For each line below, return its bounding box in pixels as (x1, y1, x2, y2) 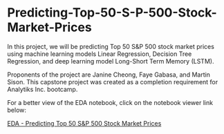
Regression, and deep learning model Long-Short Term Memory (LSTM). (7, 57, 214, 65)
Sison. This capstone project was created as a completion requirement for (7, 77, 218, 86)
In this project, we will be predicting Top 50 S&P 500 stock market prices (7, 42, 214, 50)
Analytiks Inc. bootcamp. (7, 85, 78, 93)
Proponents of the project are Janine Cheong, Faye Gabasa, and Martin (7, 70, 211, 79)
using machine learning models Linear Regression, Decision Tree (7, 50, 192, 58)
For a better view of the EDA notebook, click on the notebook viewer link (7, 98, 213, 106)
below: (7, 106, 26, 114)
